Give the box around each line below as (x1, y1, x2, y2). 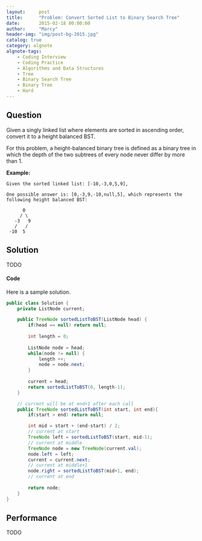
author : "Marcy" (6, 25, 59, 32)
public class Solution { (6, 300, 69, 306)
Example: (6, 169, 31, 176)
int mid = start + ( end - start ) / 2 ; (28, 423, 120, 429)
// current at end (28, 474, 74, 480)
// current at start (28, 428, 80, 435)
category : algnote (6, 43, 53, 49)
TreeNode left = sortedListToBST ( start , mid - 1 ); (28, 434, 153, 440)
